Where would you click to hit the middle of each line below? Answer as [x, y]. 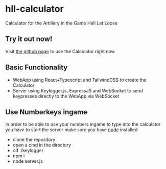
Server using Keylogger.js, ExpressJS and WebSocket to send [78, 90]
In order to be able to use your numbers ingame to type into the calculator [83, 124]
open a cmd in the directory [42, 145]
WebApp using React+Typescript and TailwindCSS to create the [79, 80]
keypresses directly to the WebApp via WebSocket [66, 96]
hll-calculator [34, 9]
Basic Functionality [37, 68]
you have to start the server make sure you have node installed [72, 130]
